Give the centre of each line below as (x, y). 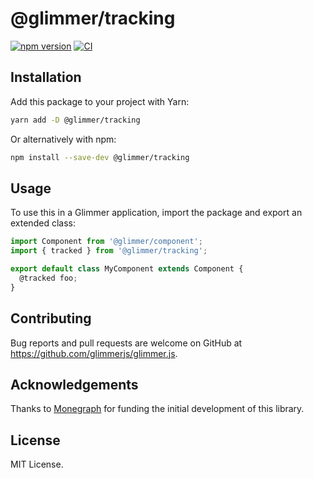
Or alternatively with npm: (63, 139)
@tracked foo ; (48, 278)
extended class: (43, 223)
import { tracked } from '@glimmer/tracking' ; (109, 251)
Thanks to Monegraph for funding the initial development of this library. (157, 409)
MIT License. (37, 464)
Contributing (51, 318)
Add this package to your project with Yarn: (100, 101)
